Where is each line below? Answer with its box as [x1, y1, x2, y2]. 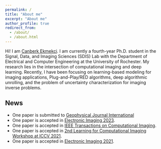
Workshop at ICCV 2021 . [12, 133, 62, 139]
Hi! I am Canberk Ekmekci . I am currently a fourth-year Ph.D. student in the [5, 48, 156, 54]
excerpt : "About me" [5, 16, 48, 21]
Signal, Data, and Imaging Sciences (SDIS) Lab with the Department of [5, 53, 148, 59]
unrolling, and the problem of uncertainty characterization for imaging [5, 79, 146, 85]
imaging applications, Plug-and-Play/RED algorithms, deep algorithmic [5, 74, 147, 80]
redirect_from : [5, 26, 36, 30]
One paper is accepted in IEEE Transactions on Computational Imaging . [12, 122, 157, 128]
